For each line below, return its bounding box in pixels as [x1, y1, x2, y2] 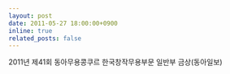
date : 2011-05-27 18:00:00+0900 [8, 19, 118, 27]
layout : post [8, 11, 53, 20]
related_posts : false [8, 34, 82, 43]
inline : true [8, 27, 53, 35]
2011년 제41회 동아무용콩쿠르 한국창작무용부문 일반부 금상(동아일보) [8, 57, 223, 67]
